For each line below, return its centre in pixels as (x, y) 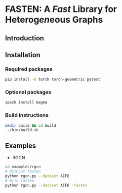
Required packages (29, 69)
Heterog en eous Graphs (54, 20)
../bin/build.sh (22, 130)
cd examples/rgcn (23, 167)
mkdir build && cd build (31, 125)
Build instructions (27, 115)
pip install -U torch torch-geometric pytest (53, 80)
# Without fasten (23, 172)
